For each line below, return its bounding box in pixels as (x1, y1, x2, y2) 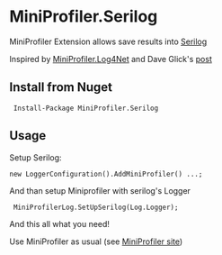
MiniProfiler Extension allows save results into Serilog (9, 36, 208, 47)
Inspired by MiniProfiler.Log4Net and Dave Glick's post (9, 53, 213, 64)
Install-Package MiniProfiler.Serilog (13, 104, 159, 113)
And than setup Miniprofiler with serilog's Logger (9, 185, 191, 196)
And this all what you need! (9, 218, 111, 229)
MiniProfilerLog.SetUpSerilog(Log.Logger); (13, 203, 179, 212)
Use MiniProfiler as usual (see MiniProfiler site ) (9, 236, 183, 247)
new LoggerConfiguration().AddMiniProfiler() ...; (9, 169, 203, 178)
